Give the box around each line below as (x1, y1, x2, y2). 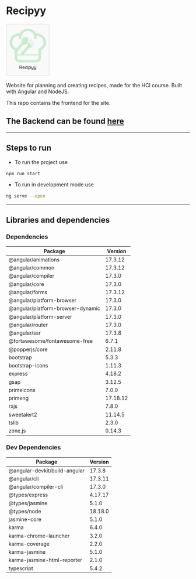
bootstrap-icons (8, 362, 48, 369)
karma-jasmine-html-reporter (8, 557, 83, 564)
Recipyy (6, 4, 47, 18)
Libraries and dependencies (6, 215, 110, 225)
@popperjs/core (8, 346, 48, 353)
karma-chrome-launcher (8, 532, 70, 539)
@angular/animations (8, 256, 60, 263)
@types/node (8, 508, 41, 515)
